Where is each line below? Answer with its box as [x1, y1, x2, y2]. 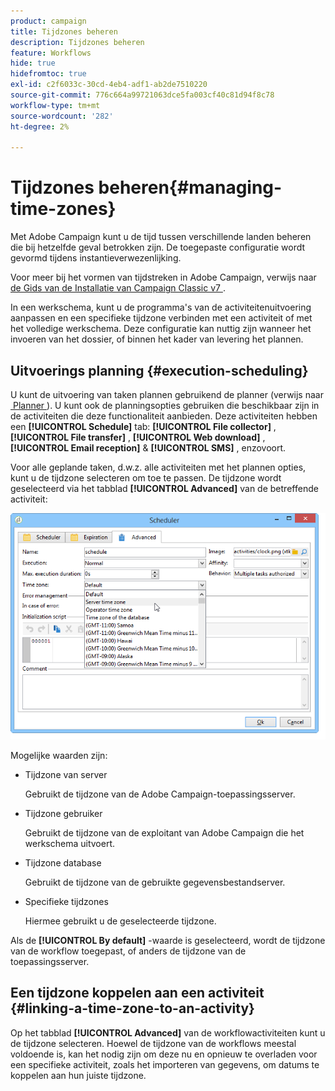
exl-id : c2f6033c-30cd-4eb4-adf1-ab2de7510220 [10, 80, 208, 90]
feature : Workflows [10, 48, 92, 58]
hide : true [10, 58, 56, 69]
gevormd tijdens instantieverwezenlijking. [10, 252, 182, 264]
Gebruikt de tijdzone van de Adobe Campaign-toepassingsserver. [24, 788, 296, 800]
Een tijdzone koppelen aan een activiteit [10, 985, 265, 1002]
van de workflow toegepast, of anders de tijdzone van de [10, 945, 247, 957]
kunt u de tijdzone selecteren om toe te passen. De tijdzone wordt [10, 472, 282, 484]
